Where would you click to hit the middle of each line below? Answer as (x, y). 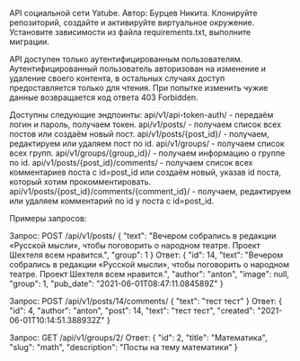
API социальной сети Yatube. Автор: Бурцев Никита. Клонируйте (133, 13)
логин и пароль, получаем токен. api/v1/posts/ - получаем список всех (145, 124)
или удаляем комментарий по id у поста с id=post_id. (112, 201)
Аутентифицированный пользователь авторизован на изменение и (138, 68)
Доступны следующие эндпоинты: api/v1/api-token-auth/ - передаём (141, 115)
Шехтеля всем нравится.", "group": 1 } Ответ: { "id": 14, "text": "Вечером (146, 255)
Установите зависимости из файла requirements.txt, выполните (130, 32)
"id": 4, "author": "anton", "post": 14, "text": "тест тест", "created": (132, 311)
